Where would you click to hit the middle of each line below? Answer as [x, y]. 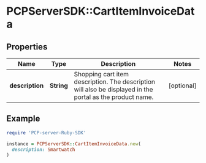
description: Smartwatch [44, 150]
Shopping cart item [101, 74]
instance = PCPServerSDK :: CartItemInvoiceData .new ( [74, 144]
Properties [27, 47]
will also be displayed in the [113, 89]
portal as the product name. [114, 97]
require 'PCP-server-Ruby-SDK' [46, 132]
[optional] [182, 85]
